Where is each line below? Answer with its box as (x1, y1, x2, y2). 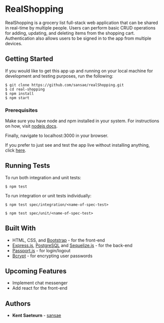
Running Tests (5, 161, 50, 170)
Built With (5, 224, 36, 233)
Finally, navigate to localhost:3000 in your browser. (5, 133, 109, 138)
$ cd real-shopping (5, 87, 45, 92)
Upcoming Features (5, 267, 67, 275)
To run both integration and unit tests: (5, 174, 82, 180)
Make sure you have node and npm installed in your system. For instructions (5, 118, 160, 124)
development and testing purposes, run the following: (5, 73, 113, 79)
